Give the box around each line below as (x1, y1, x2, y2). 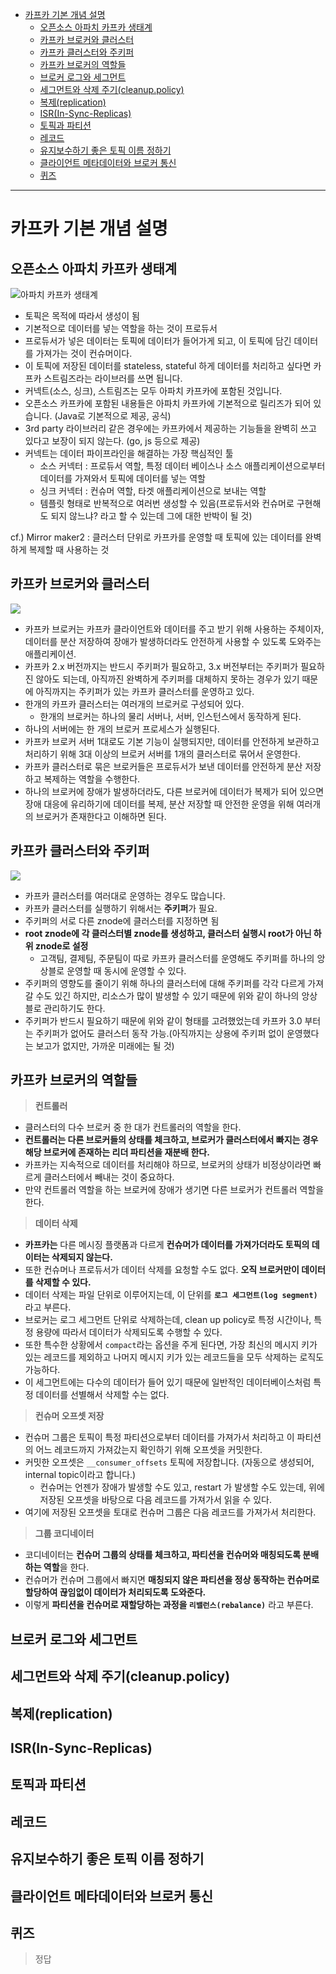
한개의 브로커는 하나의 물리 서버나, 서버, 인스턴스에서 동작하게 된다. (39, 710, 302, 722)
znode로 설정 (34, 939, 89, 952)
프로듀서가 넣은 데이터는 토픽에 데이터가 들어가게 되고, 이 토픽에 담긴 (24, 335, 292, 347)
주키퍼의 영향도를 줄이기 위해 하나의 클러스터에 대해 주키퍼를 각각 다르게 (24, 977, 306, 989)
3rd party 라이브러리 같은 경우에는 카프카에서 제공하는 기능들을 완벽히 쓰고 (24, 423, 317, 434)
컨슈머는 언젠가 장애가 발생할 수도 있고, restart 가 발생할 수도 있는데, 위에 (39, 1481, 325, 1493)
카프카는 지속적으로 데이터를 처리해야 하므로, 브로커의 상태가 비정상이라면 (24, 1159, 312, 1171)
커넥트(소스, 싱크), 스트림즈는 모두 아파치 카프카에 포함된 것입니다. (24, 385, 283, 397)
